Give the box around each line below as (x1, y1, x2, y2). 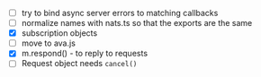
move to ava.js (21, 38, 76, 48)
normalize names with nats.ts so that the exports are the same (21, 18, 253, 29)
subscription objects (21, 28, 98, 38)
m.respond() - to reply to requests (21, 48, 148, 59)
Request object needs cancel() (21, 58, 138, 69)
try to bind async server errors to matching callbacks (21, 8, 219, 18)
